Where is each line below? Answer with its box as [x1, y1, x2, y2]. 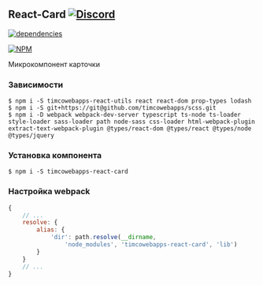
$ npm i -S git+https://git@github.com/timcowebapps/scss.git [8, 104, 217, 112]
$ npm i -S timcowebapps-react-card [8, 167, 128, 176]
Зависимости [8, 79, 64, 90]
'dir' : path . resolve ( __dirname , [50, 234, 157, 242]
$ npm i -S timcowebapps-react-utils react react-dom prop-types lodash [8, 97, 252, 105]
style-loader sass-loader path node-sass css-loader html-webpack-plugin [8, 118, 256, 126]
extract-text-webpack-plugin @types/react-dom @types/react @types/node [8, 125, 252, 133]
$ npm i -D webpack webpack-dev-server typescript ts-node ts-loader [8, 111, 242, 119]
